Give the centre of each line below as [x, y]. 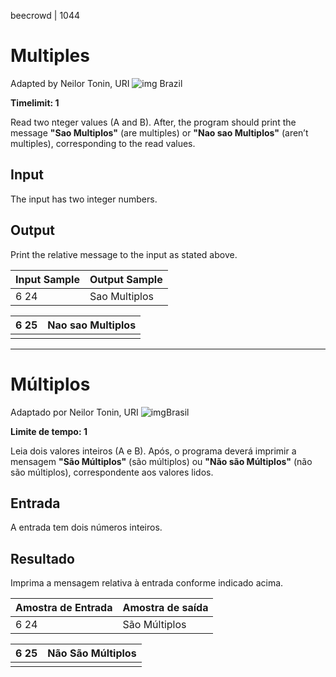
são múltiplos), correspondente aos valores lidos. [112, 472]
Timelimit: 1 [35, 102]
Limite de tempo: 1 [49, 431]
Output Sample [126, 279]
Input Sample [47, 279]
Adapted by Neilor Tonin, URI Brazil [96, 83]
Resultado [42, 558]
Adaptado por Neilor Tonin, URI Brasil [100, 412]
